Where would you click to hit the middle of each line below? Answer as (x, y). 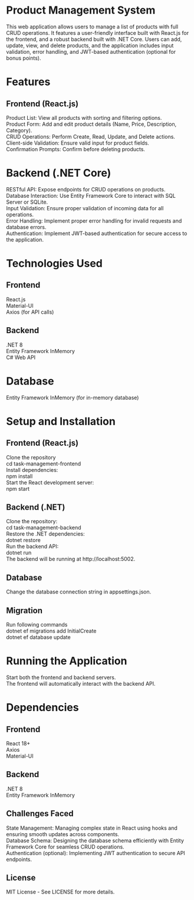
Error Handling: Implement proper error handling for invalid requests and (94, 221)
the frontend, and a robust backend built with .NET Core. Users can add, (94, 39)
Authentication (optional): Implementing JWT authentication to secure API (96, 853)
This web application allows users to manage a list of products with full (92, 27)
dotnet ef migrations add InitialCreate (51, 631)
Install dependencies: (32, 469)
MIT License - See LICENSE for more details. (60, 892)
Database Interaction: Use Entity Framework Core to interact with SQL (91, 195)
